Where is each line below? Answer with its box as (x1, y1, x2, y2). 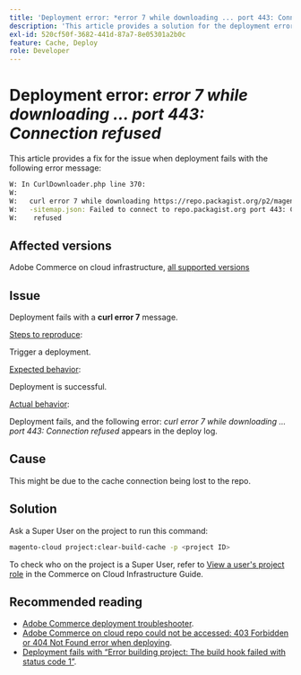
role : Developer (9, 47, 70, 56)
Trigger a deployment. (9, 346, 91, 357)
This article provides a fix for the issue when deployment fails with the (9, 153, 269, 164)
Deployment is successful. (9, 381, 107, 392)
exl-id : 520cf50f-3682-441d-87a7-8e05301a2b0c (9, 30, 186, 39)
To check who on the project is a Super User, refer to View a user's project (9, 558, 285, 570)
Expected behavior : (9, 364, 82, 375)
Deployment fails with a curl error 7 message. (9, 311, 178, 323)
